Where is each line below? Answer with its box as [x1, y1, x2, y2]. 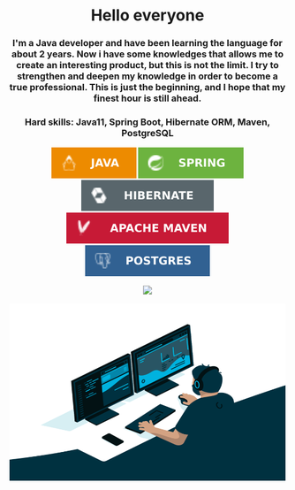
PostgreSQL [121, 127, 174, 140]
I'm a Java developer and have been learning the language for [11, 37, 284, 50]
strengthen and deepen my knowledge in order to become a [16, 70, 279, 82]
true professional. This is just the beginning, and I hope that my [9, 81, 286, 94]
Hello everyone [90, 5, 205, 26]
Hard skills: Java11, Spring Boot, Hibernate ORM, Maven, [24, 116, 271, 128]
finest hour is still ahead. [93, 92, 202, 104]
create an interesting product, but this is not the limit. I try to [16, 59, 279, 72]
